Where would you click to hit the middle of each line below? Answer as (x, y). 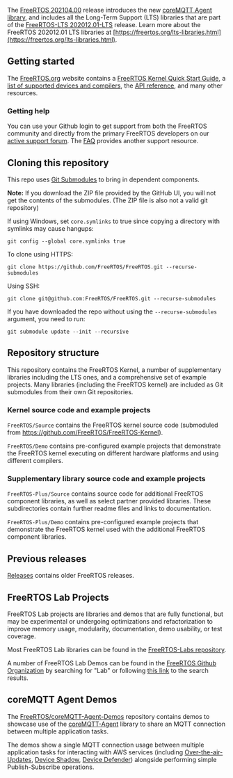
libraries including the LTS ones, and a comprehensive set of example (107, 377)
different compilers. (35, 461)
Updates (19, 759)
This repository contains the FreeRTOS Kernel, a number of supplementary (114, 370)
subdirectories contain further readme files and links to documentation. (109, 509)
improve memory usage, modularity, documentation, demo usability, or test (115, 629)
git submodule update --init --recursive (68, 332)
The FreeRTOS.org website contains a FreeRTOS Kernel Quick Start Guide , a (116, 78)
